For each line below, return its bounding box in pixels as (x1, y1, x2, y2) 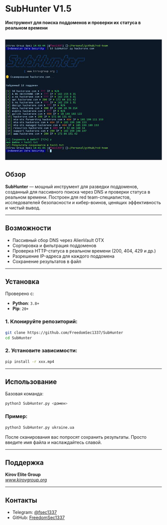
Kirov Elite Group (5, 472, 41, 478)
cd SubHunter (5, 335, 32, 340)
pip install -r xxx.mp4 (5, 359, 55, 364)
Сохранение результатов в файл (12, 258, 82, 264)
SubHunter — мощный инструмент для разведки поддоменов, (5, 183, 139, 190)
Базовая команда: (5, 391, 44, 397)
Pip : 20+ (12, 305, 29, 312)
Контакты (5, 496, 37, 505)
